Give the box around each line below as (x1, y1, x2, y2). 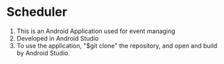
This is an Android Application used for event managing (16, 27, 175, 35)
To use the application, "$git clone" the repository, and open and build (16, 41, 218, 50)
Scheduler (6, 4, 67, 20)
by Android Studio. (16, 49, 70, 57)
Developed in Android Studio (16, 34, 99, 42)
